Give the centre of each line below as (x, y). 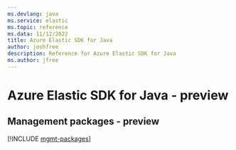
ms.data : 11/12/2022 (38, 34)
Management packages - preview (84, 122)
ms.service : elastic (38, 21)
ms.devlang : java (33, 14)
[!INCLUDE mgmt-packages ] (49, 139)
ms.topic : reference (38, 27)
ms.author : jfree (33, 60)
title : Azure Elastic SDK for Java (60, 41)
